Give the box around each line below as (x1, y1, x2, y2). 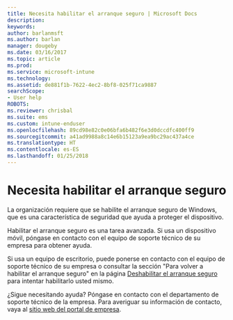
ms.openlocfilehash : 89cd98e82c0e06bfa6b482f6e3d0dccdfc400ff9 (7, 127, 195, 134)
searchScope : (7, 88, 45, 95)
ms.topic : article (7, 56, 61, 63)
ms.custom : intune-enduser (7, 120, 86, 127)
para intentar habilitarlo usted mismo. (7, 276, 115, 285)
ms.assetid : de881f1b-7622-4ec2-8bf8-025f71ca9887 (7, 81, 157, 88)
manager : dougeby (7, 42, 58, 49)
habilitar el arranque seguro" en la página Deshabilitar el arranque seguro (7, 269, 218, 278)
